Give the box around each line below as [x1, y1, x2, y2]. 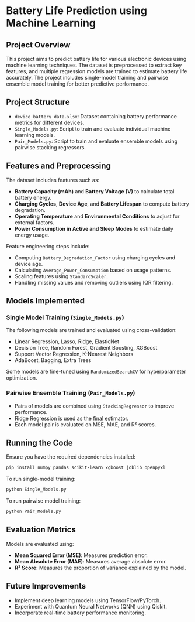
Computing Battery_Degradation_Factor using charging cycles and [14, 254, 176, 261]
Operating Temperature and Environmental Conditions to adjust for [14, 213, 180, 220]
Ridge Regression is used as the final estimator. [14, 415, 129, 422]
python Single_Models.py [6, 487, 67, 493]
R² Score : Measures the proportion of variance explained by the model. [14, 564, 187, 571]
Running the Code [6, 438, 73, 447]
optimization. [6, 374, 37, 381]
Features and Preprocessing [6, 161, 111, 171]
